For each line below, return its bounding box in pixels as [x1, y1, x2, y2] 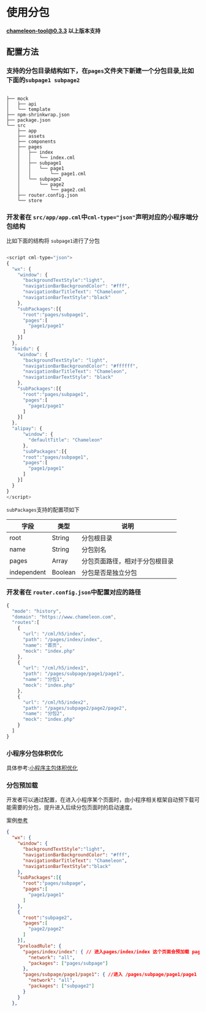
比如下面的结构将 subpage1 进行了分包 [6, 237, 100, 244]
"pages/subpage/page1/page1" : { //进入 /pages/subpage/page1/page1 [22, 972, 197, 978]
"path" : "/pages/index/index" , [22, 637, 103, 643]
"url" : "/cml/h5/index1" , [22, 665, 89, 671]
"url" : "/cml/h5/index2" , [22, 699, 89, 706]
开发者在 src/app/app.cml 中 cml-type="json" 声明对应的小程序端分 [6, 213, 199, 221]
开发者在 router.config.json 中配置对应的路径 [6, 588, 141, 596]
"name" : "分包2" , [22, 710, 66, 717]
